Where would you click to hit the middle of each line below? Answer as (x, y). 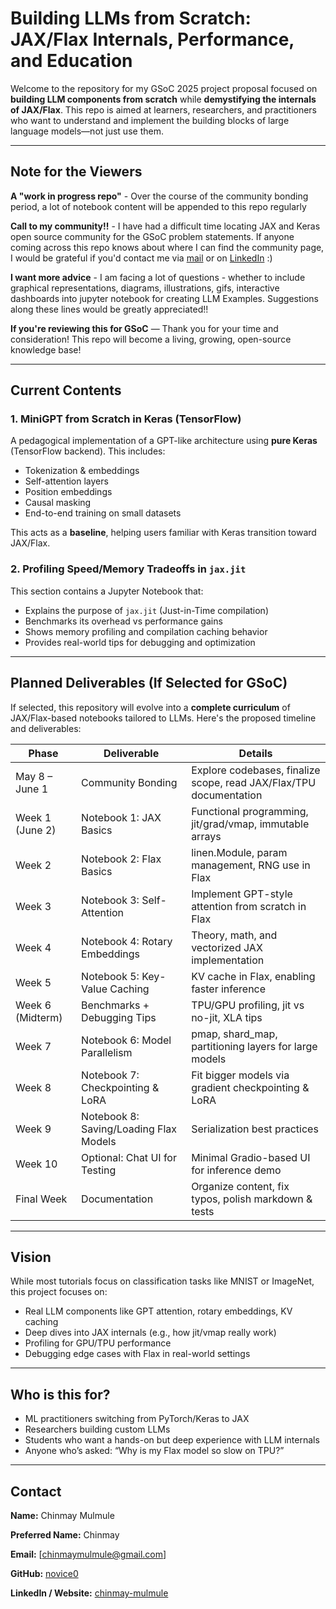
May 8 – (34, 776)
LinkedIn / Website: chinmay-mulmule (89, 1593)
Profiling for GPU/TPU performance (98, 1343)
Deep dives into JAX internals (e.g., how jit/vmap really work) (150, 1333)
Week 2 (33, 865)
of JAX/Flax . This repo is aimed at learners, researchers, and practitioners (164, 109)
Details (255, 753)
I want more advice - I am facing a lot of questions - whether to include (158, 277)
